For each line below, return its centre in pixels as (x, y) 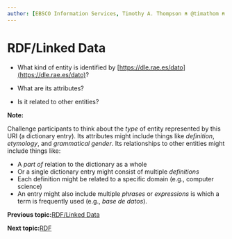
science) (30, 186)
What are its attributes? (51, 88)
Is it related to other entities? (58, 101)
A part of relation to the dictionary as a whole (82, 164)
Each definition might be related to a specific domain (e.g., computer (115, 179)
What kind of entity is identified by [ (68, 67)
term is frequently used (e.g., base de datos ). (82, 201)
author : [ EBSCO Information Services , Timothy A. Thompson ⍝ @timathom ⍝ (116, 14)
